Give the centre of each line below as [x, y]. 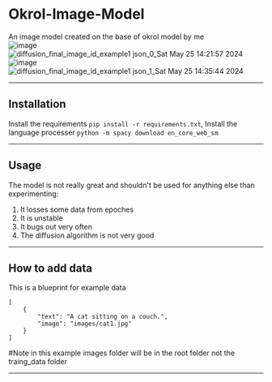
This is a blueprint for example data [68, 288]
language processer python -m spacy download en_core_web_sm [113, 132]
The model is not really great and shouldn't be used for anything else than [132, 185]
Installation [37, 104]
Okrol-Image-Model [76, 14]
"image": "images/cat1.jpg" [85, 324]
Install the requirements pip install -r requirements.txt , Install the [123, 123]
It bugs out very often [56, 226]
